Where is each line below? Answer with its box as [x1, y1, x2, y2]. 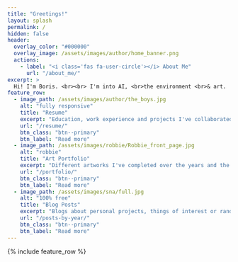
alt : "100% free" [20, 195, 72, 202]
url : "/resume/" [20, 122, 69, 130]
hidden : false [7, 30, 50, 38]
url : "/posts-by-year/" [20, 215, 91, 222]
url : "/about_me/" [25, 69, 81, 76]
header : [7, 37, 30, 44]
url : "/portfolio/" [20, 168, 78, 176]
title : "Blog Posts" [20, 201, 81, 209]
